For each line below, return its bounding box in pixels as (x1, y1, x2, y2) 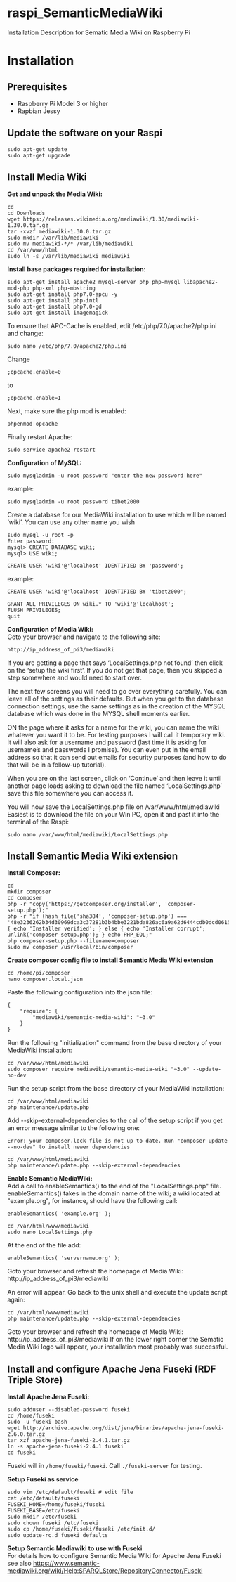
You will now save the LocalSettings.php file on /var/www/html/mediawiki (7, 803, 220, 811)
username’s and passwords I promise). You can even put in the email (7, 745, 206, 753)
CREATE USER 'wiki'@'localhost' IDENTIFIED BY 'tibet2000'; (7, 588, 188, 595)
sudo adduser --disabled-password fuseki (7, 1406, 131, 1413)
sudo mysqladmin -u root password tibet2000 (7, 498, 140, 505)
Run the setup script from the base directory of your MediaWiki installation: (7, 1084, 225, 1093)
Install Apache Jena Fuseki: (7, 1393, 90, 1401)
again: (7, 1295, 26, 1304)
